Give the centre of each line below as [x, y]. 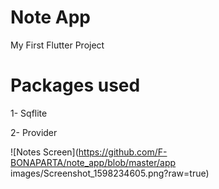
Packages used [75, 85]
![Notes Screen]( [44, 152]
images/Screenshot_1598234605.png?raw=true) [110, 173]
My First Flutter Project [57, 45]
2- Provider [34, 132]
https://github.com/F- [123, 152]
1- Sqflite [29, 113]
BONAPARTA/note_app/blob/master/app [93, 162]
